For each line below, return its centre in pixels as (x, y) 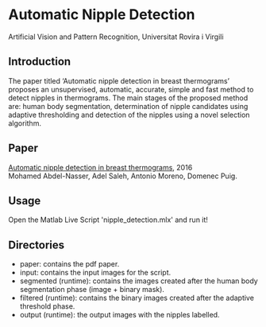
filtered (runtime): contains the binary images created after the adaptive (137, 298)
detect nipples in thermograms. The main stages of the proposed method (128, 98)
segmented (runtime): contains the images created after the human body (139, 281)
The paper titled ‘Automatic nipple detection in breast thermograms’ (119, 80)
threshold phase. (47, 306)
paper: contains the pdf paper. (69, 264)
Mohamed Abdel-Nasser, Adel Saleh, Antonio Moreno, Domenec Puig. (123, 176)
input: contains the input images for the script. (95, 273)
